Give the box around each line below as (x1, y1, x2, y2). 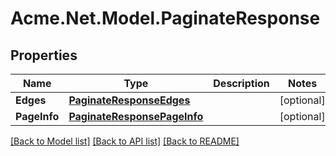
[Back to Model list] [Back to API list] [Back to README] (10, 135, 240, 147)
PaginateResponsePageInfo (68, 110, 204, 123)
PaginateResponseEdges (68, 93, 191, 107)
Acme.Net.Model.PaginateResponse (10, 7, 321, 30)
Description (213, 77, 270, 90)
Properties (10, 47, 78, 64)
